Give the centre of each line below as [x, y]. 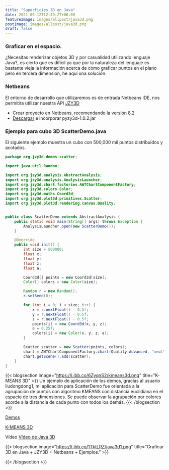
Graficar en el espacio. [33, 46]
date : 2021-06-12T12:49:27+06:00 [40, 15]
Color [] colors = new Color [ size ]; [61, 282]
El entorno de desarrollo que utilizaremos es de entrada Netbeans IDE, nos [82, 98]
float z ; [32, 263]
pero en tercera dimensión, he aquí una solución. [56, 73]
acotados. [16, 148]
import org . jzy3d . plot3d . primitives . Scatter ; [54, 199]
